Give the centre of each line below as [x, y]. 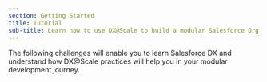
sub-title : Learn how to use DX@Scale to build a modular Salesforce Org [134, 30]
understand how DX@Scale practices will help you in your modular [118, 61]
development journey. [44, 70]
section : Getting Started [51, 16]
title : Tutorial [35, 23]
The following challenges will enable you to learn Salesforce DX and [120, 53]
